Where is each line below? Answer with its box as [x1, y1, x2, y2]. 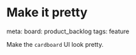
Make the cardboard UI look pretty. [6, 40, 104, 48]
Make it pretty [6, 5, 88, 20]
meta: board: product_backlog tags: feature [6, 27, 130, 35]
